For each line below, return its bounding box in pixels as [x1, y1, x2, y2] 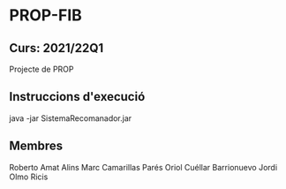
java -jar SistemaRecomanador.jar [9, 112, 132, 124]
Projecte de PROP [9, 64, 74, 74]
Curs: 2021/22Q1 [9, 41, 104, 56]
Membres [9, 139, 64, 154]
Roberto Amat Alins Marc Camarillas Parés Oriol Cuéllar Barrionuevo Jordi [9, 162, 278, 172]
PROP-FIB [9, 5, 82, 26]
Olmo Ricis [9, 171, 49, 182]
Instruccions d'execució [9, 89, 146, 104]
